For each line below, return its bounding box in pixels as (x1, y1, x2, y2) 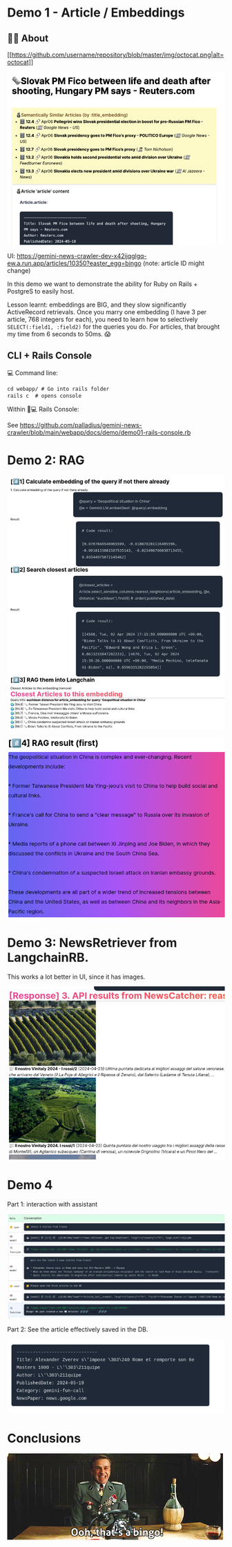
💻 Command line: (7, 368, 59, 377)
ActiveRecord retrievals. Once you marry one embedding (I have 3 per (7, 307, 207, 316)
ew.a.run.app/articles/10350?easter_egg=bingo (7, 259, 142, 267)
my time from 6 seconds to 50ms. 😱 (7, 329, 111, 338)
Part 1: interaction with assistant (7, 1200, 98, 1209)
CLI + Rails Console (7, 350, 92, 362)
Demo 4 (7, 1178, 53, 1193)
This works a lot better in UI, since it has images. (7, 972, 146, 981)
